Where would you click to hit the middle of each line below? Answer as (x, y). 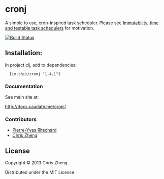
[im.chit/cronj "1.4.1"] (35, 74)
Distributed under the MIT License (40, 172)
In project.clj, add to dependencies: (41, 65)
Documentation (24, 86)
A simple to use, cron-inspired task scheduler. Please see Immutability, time (82, 23)
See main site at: (22, 97)
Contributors (21, 119)
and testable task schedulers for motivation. (50, 28)
